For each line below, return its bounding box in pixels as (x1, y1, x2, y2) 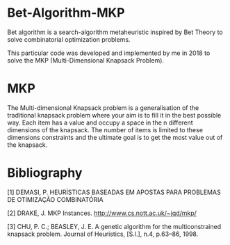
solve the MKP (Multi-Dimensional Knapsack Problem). (7, 56, 165, 64)
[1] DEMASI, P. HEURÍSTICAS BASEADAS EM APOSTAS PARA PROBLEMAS (7, 188, 221, 196)
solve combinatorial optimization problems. (7, 35, 131, 43)
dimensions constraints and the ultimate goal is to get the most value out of (7, 133, 223, 141)
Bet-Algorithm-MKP (7, 5, 125, 21)
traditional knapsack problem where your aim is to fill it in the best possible (7, 111, 222, 119)
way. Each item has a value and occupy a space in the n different (7, 118, 193, 127)
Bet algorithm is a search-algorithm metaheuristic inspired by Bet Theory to (7, 28, 224, 36)
